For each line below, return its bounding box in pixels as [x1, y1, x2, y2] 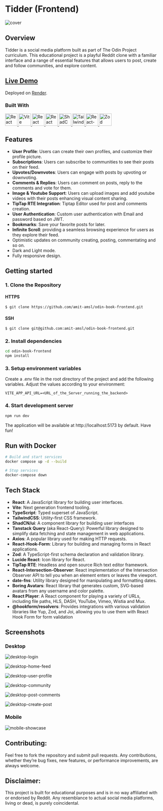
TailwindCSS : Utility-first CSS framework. [12, 515, 97, 521]
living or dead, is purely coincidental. [5, 800, 80, 806]
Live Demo [5, 77, 38, 85]
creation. [12, 206, 30, 211]
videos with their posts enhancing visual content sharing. [12, 195, 128, 201]
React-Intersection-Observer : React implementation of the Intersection [12, 567, 158, 573]
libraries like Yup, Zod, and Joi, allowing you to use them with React [12, 608, 149, 614]
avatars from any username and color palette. [12, 588, 104, 594]
